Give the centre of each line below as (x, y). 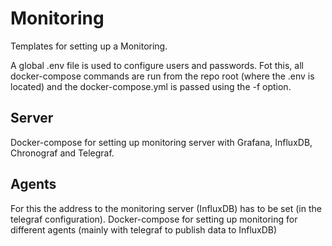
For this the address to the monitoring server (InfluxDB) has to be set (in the (166, 208)
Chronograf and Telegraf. (62, 153)
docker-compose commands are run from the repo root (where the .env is (162, 76)
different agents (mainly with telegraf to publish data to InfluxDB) (144, 229)
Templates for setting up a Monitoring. (89, 46)
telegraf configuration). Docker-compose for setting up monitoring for (154, 219)
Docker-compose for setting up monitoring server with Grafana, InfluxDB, (161, 142)
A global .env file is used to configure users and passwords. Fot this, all (157, 65)
